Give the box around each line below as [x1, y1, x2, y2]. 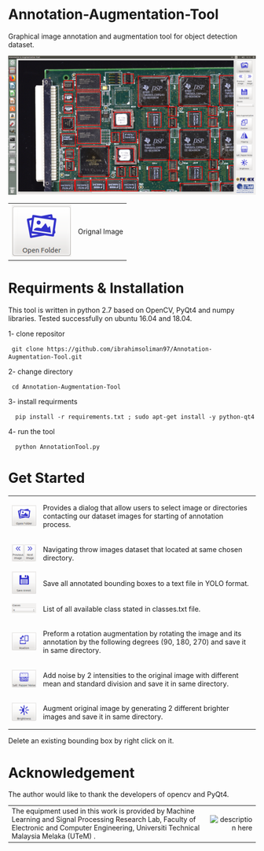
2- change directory [8, 367, 73, 376]
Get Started [8, 469, 85, 487]
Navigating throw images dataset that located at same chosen [42, 544, 243, 554]
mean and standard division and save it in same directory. [42, 679, 229, 688]
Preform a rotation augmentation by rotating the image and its [42, 629, 242, 639]
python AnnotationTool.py [15, 443, 101, 451]
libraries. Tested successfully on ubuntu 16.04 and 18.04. [8, 313, 192, 323]
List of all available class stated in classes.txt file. [42, 604, 201, 614]
